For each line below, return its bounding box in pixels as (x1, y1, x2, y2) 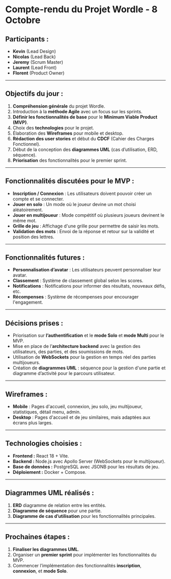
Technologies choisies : (5, 439, 82, 448)
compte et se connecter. (12, 195, 64, 202)
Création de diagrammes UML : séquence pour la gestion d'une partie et (12, 365, 166, 371)
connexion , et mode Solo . (12, 568, 68, 574)
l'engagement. (12, 299, 43, 306)
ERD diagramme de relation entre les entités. (12, 502, 106, 508)
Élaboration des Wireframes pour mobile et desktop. (12, 130, 124, 136)
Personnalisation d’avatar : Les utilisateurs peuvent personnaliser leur (12, 267, 161, 273)
